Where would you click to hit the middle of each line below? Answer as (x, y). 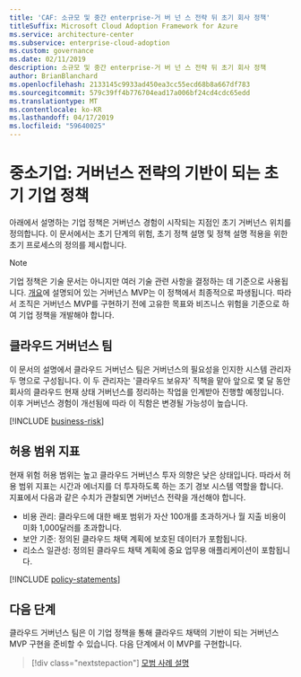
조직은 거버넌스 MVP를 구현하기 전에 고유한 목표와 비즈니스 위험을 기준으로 (149, 303)
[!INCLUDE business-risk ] (57, 421)
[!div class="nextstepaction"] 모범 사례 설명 (110, 663)
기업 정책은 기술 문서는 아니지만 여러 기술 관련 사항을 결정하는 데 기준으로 (137, 281)
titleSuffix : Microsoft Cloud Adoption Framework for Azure (124, 26)
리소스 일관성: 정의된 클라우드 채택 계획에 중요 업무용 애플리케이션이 (141, 550)
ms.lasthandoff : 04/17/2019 (62, 118)
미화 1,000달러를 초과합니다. (72, 527)
